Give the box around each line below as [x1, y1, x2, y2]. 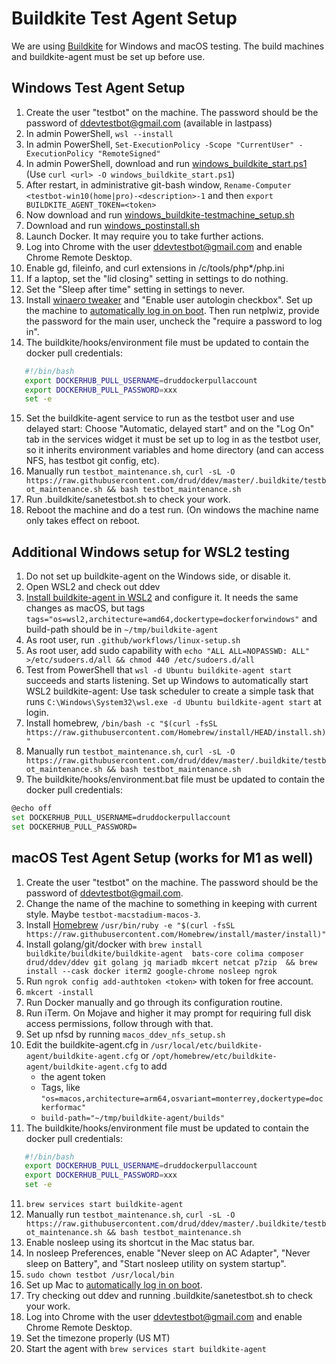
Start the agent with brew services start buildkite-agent [25, 1343, 267, 1354]
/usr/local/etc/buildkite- [150, 1040, 263, 1051]
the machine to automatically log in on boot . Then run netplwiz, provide [25, 304, 320, 316]
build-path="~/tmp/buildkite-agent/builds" [40, 1113, 226, 1123]
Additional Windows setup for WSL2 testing [11, 543, 291, 561]
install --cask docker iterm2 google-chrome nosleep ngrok [25, 966, 278, 976]
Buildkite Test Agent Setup [11, 7, 238, 30]
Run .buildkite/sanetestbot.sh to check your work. [25, 493, 231, 506]
